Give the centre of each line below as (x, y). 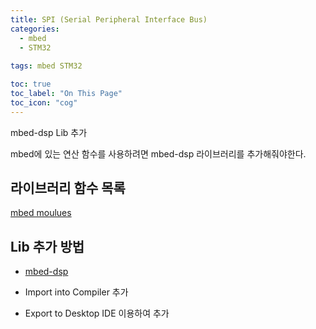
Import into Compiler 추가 (76, 292)
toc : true (31, 84)
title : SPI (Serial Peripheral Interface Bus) (109, 19)
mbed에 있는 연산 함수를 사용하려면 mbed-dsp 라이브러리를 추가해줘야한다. (158, 153)
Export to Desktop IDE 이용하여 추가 (97, 313)
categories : (35, 29)
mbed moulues (41, 213)
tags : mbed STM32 (46, 66)
